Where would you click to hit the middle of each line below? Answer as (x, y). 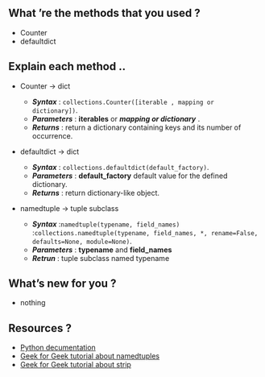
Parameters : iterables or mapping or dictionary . (116, 118)
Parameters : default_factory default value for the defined (130, 176)
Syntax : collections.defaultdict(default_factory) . (120, 167)
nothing (33, 303)
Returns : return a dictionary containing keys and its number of (137, 127)
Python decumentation (58, 348)
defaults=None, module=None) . (82, 241)
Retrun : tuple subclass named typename (101, 258)
